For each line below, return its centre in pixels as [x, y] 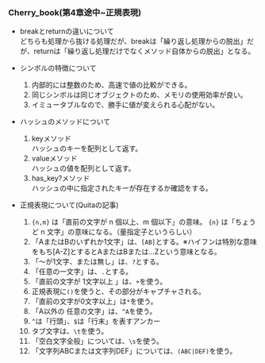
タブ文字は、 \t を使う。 [70, 331]
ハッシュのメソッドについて [65, 122]
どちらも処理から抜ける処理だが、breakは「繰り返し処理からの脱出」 [133, 41]
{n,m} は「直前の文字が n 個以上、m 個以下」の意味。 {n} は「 [133, 222]
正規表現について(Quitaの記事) [69, 205]
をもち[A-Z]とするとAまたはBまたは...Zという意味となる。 [127, 252]
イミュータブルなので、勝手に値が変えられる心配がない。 [125, 105]
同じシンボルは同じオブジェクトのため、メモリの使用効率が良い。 [139, 95]
